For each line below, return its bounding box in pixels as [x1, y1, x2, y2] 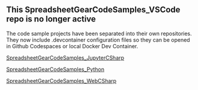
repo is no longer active [6, 14, 96, 24]
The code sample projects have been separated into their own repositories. [6, 30, 192, 37]
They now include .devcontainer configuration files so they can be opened [6, 36, 190, 44]
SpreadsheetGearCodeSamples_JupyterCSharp [6, 54, 125, 61]
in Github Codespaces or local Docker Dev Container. [6, 42, 139, 49]
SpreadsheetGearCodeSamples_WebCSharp [6, 77, 117, 84]
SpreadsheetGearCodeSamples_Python [6, 66, 105, 73]
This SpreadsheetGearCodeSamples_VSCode [6, 5, 181, 15]
